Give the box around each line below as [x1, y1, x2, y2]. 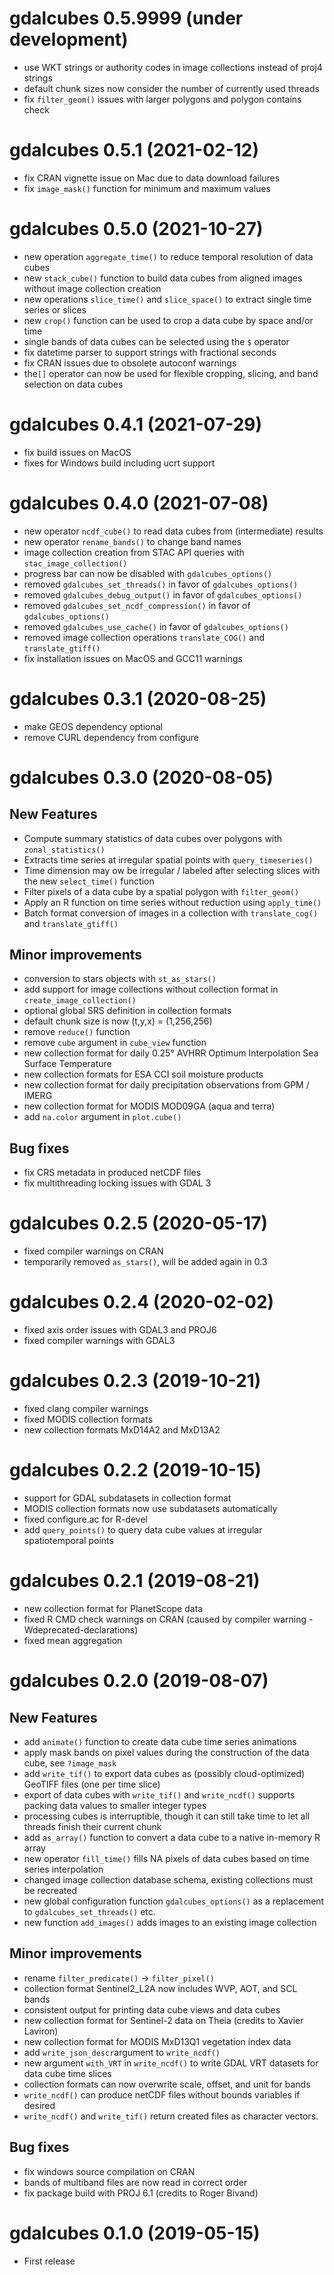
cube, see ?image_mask [23, 1757, 117, 1769]
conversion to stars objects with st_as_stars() [23, 973, 217, 985]
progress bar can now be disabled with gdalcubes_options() [23, 567, 273, 579]
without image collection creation [23, 282, 162, 294]
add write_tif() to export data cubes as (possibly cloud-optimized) [23, 1767, 306, 1779]
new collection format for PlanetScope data [23, 1602, 204, 1614]
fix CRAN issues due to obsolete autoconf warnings [23, 357, 237, 369]
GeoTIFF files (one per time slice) [23, 1778, 161, 1790]
